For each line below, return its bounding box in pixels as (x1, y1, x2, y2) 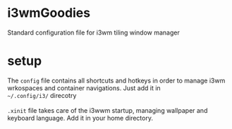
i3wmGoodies (7, 5, 90, 21)
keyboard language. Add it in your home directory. (7, 113, 154, 122)
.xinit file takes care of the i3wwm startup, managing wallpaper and (7, 106, 208, 114)
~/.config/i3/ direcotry (7, 91, 77, 99)
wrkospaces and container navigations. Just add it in (7, 83, 161, 92)
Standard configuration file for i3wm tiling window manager (7, 28, 180, 37)
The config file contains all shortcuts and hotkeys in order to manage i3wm (7, 76, 226, 85)
